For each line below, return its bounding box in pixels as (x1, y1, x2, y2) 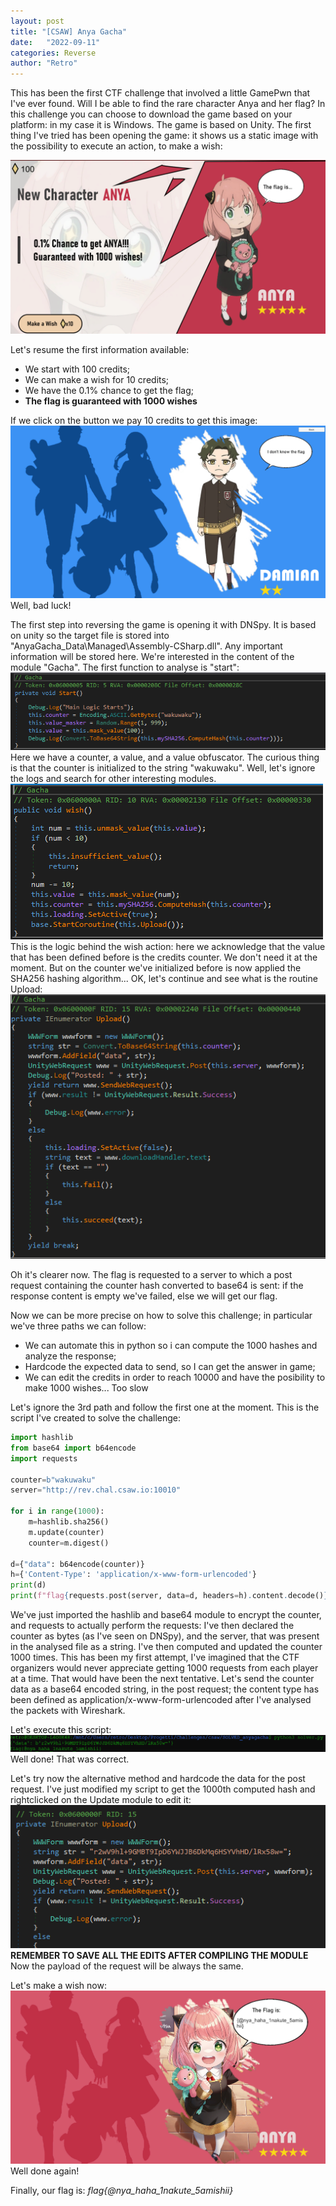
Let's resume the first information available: (10, 343, 190, 355)
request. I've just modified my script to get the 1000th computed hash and (10, 1783, 316, 1795)
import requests (10, 1453, 78, 1464)
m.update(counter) (28, 1527, 105, 1537)
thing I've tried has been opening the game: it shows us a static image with (10, 130, 319, 142)
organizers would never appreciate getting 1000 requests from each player (10, 1662, 319, 1674)
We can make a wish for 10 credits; (24, 373, 170, 385)
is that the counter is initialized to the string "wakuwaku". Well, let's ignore (10, 761, 316, 774)
